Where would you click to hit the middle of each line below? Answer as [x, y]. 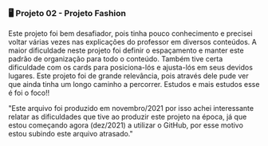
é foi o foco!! [29, 93]
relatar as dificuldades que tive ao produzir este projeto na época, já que [128, 117]
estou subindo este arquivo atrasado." [71, 134]
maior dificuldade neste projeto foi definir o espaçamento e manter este [126, 50]
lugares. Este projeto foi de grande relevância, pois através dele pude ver [128, 76]
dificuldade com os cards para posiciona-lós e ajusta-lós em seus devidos [131, 68]
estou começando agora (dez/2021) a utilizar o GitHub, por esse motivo [126, 125]
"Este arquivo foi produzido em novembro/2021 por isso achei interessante [131, 109]
